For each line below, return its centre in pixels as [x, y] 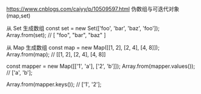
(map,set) [19, 16]
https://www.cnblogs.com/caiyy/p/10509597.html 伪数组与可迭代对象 [93, 9]
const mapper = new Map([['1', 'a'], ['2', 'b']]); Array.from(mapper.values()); [101, 66]
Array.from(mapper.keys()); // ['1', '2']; [54, 84]
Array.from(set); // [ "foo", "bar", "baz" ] [56, 35]
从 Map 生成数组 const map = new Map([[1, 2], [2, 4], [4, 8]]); [83, 48]
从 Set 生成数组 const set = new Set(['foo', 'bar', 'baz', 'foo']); [83, 28]
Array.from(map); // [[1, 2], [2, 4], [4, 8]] [56, 54]
